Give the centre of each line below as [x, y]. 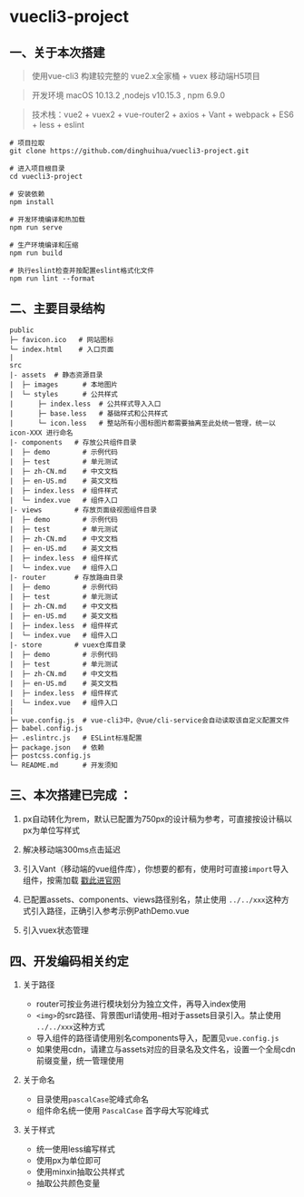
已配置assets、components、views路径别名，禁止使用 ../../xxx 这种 [152, 899]
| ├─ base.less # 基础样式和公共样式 [88, 413]
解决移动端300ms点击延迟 [71, 849]
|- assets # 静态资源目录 [56, 375]
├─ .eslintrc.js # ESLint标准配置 [76, 738]
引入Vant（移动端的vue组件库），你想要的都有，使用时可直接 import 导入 [155, 868]
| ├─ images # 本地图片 [64, 384]
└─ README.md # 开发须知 [64, 765]
